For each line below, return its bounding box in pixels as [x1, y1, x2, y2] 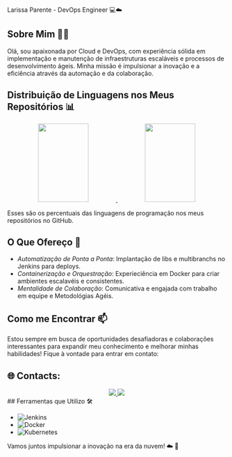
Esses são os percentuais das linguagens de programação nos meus [7, 208, 204, 217]
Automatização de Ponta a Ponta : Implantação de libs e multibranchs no [17, 255, 226, 263]
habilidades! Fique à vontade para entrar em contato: [7, 350, 159, 358]
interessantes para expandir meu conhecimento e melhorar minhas [7, 342, 199, 350]
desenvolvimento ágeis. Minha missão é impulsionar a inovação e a [7, 61, 200, 70]
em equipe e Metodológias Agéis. [17, 292, 114, 300]
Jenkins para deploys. [17, 262, 81, 270]
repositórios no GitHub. [7, 216, 74, 224]
